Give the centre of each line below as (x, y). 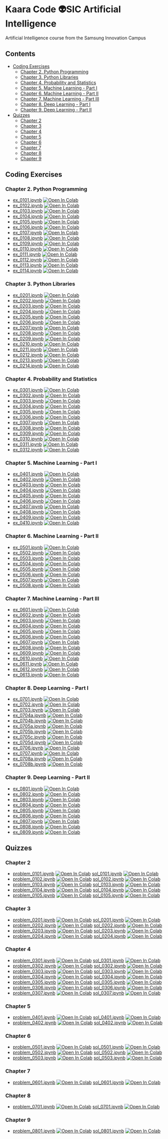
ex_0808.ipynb (28, 826)
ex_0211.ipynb (27, 349)
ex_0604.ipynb (28, 626)
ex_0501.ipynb (28, 547)
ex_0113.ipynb (27, 265)
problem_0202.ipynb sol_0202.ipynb (69, 925)
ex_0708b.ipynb (29, 764)
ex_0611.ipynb (27, 663)
